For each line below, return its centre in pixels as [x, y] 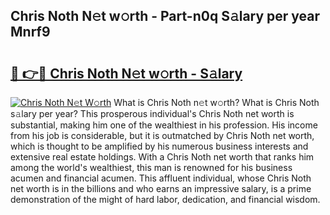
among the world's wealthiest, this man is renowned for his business [151, 167]
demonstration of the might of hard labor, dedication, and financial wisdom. [165, 199]
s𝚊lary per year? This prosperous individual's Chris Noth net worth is [152, 113]
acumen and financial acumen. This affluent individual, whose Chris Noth [161, 178]
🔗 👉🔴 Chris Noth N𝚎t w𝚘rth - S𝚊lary [126, 73]
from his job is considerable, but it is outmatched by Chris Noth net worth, [162, 135]
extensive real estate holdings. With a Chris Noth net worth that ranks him [162, 157]
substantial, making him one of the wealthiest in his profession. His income [164, 125]
